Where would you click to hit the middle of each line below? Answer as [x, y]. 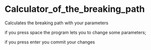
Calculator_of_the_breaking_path [75, 9]
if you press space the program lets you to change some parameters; [75, 32]
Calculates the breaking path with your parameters [57, 23]
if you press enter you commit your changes [50, 42]
